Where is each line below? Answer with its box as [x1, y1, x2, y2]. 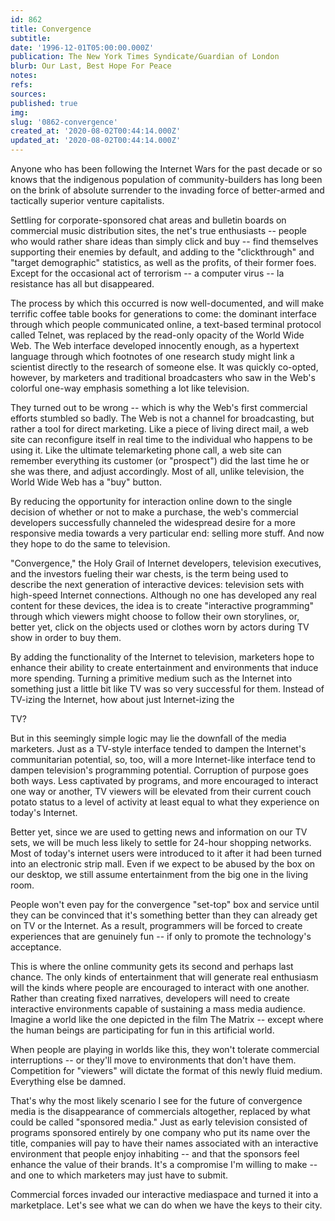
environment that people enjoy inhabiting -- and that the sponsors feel [10, 1148, 300, 1160]
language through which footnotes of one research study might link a [10, 351, 295, 362]
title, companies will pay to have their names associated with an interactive [10, 1137, 319, 1149]
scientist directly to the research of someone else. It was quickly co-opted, [10, 361, 319, 373]
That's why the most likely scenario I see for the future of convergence [10, 1095, 303, 1106]
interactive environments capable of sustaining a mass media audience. [10, 1003, 306, 1015]
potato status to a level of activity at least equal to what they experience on [10, 796, 320, 808]
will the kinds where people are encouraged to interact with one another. [10, 982, 310, 993]
